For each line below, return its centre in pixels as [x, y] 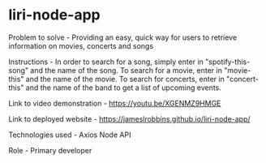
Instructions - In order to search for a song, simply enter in [106, 62]
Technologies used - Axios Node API [70, 135]
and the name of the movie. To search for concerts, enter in [125, 79]
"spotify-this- [228, 62]
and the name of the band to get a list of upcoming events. [123, 88]
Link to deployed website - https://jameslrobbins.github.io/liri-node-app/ [129, 118]
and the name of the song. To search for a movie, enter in [127, 70]
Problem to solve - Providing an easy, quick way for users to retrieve [123, 37]
